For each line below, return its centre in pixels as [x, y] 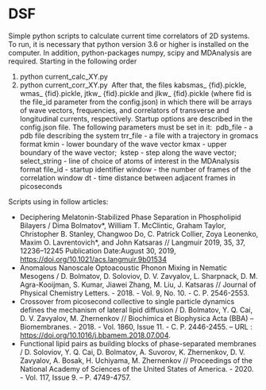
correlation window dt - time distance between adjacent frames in [127, 178]
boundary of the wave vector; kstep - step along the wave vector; [128, 153]
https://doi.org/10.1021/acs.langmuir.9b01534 [93, 259]
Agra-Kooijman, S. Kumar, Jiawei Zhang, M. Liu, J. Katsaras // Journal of [138, 284]
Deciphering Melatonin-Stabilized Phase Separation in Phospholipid [130, 217]
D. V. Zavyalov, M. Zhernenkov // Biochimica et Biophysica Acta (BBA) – [137, 318]
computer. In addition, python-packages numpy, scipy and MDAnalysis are [130, 52]
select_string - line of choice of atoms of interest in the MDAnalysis [129, 160]
